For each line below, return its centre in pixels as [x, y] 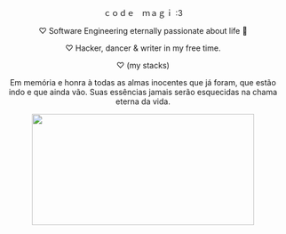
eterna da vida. [143, 101]
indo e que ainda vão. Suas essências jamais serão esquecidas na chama [143, 92]
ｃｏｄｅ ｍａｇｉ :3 [143, 13]
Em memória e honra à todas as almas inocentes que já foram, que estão [143, 82]
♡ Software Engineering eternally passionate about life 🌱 [143, 31]
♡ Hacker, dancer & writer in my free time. [143, 48]
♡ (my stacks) [143, 65]
